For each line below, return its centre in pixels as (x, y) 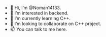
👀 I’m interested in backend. (39, 13)
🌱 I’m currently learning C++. (40, 18)
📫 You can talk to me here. (39, 29)
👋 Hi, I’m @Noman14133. (36, 8)
